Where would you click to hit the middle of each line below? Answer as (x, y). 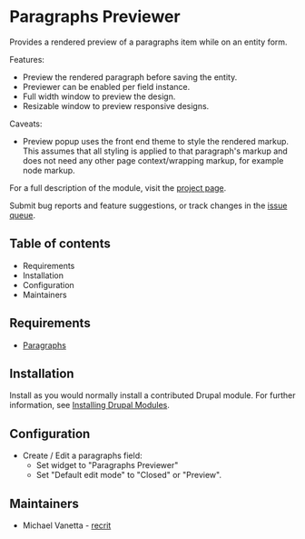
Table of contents (60, 244)
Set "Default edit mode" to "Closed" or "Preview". (129, 475)
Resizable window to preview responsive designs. (116, 105)
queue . (23, 215)
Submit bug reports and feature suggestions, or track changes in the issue (148, 205)
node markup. (49, 170)
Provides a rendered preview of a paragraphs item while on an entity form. (148, 42)
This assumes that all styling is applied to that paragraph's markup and (155, 151)
